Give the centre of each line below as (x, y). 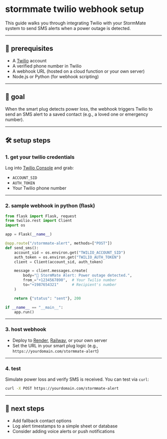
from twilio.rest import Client (39, 221)
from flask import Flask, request (41, 216)
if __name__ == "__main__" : (34, 307)
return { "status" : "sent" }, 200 (47, 298)
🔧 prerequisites (29, 49)
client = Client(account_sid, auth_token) (59, 262)
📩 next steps (25, 409)
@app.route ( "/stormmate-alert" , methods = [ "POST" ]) (59, 243)
